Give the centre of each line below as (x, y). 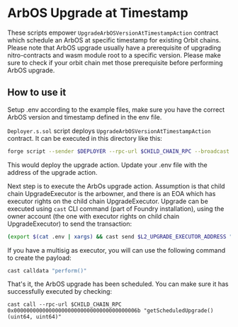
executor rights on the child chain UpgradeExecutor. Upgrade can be (108, 201)
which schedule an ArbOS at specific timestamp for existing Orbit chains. (114, 40)
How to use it (37, 92)
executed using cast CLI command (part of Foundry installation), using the (116, 208)
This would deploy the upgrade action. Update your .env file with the (107, 165)
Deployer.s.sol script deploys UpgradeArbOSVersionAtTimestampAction (109, 131)
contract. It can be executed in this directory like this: (85, 138)
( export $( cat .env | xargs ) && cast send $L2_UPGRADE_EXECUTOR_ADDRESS (117, 236)
